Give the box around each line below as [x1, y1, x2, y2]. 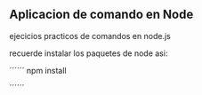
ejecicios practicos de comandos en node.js [9, 30, 171, 41]
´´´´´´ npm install [9, 65, 67, 75]
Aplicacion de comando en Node [9, 7, 194, 22]
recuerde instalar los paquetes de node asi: [9, 48, 168, 59]
